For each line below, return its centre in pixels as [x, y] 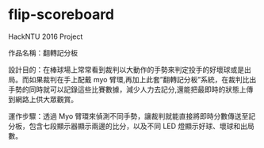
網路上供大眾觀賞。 [46, 99]
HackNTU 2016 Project [46, 36]
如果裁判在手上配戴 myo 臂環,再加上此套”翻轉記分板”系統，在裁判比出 [143, 79]
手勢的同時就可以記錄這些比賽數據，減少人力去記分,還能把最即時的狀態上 [128, 89]
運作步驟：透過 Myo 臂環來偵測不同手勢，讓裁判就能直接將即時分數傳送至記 [132, 116]
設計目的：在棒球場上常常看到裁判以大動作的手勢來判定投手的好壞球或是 [126, 70]
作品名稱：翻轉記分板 [43, 52]
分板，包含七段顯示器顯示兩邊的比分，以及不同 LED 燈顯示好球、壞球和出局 [132, 126]
